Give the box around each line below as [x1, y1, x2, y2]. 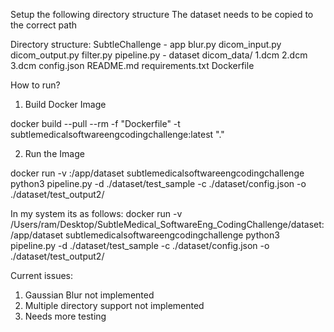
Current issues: [10, 270, 74, 281]
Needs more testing [24, 310, 107, 322]
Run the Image [24, 148, 85, 159]
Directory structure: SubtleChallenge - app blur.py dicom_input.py [10, 39, 282, 50]
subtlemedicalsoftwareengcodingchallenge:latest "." [10, 129, 225, 140]
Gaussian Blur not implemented [24, 289, 155, 301]
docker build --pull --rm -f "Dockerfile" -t [10, 118, 181, 129]
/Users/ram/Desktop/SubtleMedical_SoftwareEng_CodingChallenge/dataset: [10, 219, 325, 230]
